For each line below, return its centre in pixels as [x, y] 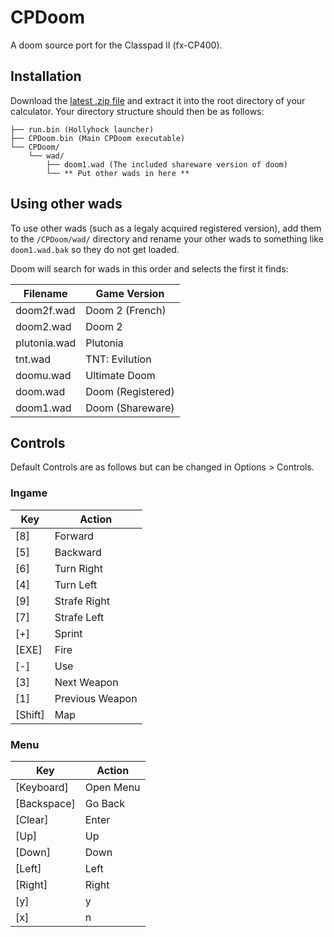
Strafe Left [79, 617]
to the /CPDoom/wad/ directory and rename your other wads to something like [167, 238]
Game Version [130, 293]
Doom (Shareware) [130, 408]
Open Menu [112, 787]
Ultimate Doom [120, 375]
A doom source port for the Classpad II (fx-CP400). [116, 45]
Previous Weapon [96, 698]
